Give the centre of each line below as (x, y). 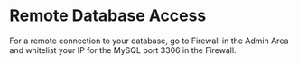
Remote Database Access (108, 16)
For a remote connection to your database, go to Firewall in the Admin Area (149, 41)
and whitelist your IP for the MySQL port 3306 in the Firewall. (123, 50)
